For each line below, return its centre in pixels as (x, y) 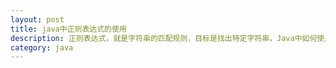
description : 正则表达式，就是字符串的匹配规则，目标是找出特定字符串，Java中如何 (164, 38)
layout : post (37, 19)
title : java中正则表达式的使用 (68, 29)
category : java (42, 47)
